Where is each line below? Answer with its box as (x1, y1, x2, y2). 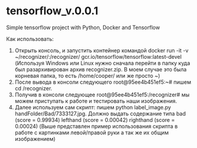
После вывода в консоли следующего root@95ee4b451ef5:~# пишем (14, 78, 192, 86)
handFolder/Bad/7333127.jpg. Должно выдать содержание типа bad (14, 110, 186, 117)
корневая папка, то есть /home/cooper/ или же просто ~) (14, 72, 161, 79)
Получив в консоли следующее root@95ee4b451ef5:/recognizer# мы (14, 91, 190, 98)
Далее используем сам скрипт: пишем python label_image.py (14, 103, 171, 111)
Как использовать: (6, 35, 54, 42)
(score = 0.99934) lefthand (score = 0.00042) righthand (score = (14, 116, 175, 123)
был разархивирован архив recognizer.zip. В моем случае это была (14, 65, 187, 73)
